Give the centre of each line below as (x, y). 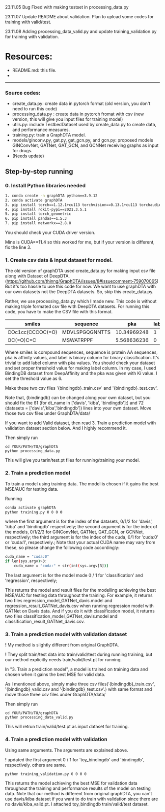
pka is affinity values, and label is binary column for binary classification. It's (82, 358)
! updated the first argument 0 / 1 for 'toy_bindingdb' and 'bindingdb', (75, 760)
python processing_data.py (33, 451)
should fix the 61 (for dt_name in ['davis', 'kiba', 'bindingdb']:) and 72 (74, 403)
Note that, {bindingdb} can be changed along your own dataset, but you (78, 398)
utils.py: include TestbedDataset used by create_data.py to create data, (84, 125)
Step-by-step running (39, 171)
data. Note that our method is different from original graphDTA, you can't (79, 794)
